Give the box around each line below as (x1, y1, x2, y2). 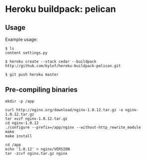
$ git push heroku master (5, 72, 59, 77)
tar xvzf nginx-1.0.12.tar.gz (5, 116, 68, 121)
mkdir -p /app (5, 98, 35, 104)
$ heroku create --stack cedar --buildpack (5, 59, 97, 64)
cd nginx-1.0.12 (5, 120, 39, 125)
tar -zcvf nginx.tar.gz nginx (5, 151, 68, 156)
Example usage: (5, 36, 38, 42)
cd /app (5, 142, 21, 147)
